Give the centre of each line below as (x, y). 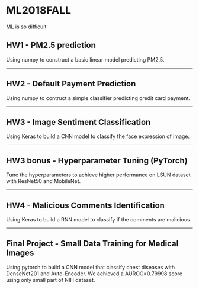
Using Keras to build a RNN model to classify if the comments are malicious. (99, 219)
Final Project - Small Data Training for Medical (92, 244)
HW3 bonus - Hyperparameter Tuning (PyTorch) (97, 160)
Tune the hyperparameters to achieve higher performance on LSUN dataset (98, 175)
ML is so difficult (26, 27)
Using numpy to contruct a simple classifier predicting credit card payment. (98, 98)
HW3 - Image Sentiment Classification (78, 122)
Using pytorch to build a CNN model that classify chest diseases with (91, 267)
